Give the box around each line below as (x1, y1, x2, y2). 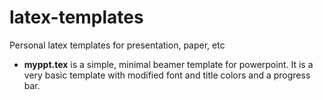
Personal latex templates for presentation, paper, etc (9, 39, 226, 51)
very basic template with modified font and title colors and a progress (23, 69, 311, 81)
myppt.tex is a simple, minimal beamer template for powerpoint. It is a (23, 58, 314, 70)
